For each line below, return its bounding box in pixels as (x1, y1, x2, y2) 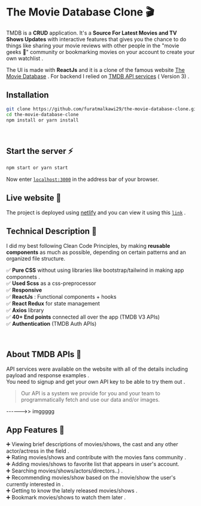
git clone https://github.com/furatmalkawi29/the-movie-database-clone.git (6, 106, 199, 112)
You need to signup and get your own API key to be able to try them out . (6, 378, 185, 385)
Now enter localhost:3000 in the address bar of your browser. (6, 175, 159, 183)
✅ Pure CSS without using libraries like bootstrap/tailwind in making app (6, 266, 184, 274)
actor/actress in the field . (6, 447, 70, 455)
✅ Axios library (6, 307, 44, 314)
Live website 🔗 (6, 193, 62, 203)
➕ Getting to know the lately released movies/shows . (6, 487, 138, 495)
